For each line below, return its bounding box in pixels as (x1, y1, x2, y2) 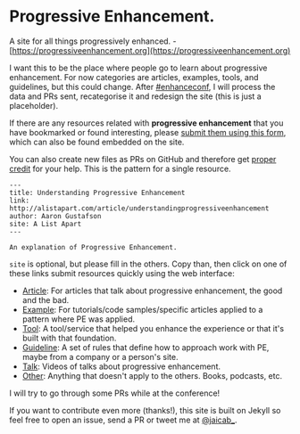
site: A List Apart (9, 219, 82, 228)
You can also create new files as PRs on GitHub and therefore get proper (9, 153, 277, 164)
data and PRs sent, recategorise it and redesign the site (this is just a (9, 91, 262, 102)
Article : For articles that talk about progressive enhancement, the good (21, 285, 283, 296)
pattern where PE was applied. (21, 314, 136, 324)
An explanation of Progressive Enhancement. (9, 242, 178, 251)
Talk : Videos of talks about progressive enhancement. (21, 361, 221, 372)
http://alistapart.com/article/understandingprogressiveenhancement (9, 203, 270, 213)
